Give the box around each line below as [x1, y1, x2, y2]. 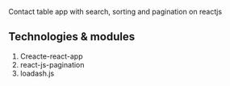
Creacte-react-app [19, 51, 83, 61]
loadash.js [19, 68, 55, 78]
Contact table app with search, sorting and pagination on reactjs [8, 7, 223, 16]
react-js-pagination [19, 59, 85, 69]
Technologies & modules [8, 30, 136, 43]
